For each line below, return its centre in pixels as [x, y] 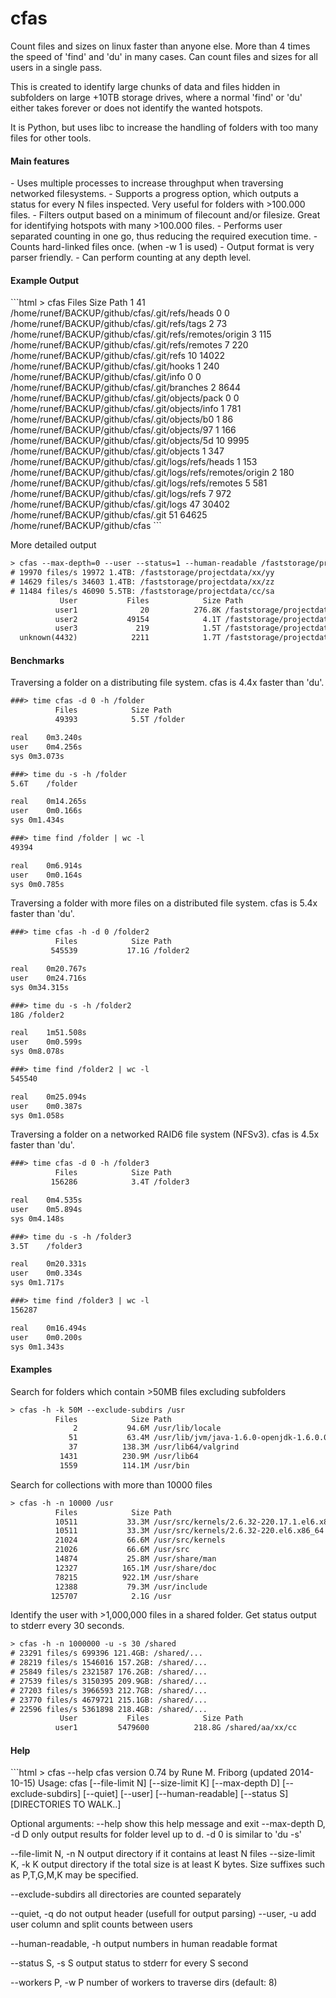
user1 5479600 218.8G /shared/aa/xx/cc [176, 1728]
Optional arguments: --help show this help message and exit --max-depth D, [168, 1824]
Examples [31, 1369]
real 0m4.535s [46, 1200]
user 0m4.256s [46, 747]
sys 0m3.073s [37, 756]
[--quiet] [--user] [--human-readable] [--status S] [185, 1794]
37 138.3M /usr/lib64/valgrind [154, 1447]
